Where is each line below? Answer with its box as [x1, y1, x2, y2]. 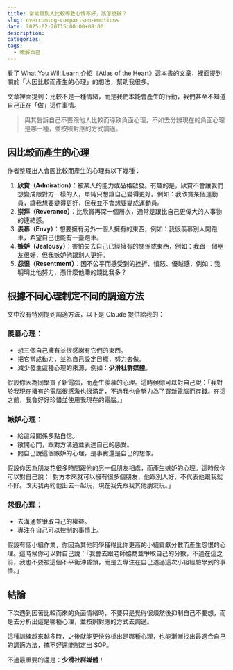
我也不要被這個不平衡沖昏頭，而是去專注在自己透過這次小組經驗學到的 [19, 558, 220, 567]
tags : [7, 42, 23, 49]
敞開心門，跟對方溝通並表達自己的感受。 [17, 440, 133, 449]
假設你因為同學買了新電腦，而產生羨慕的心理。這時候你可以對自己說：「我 [7, 378, 217, 386]
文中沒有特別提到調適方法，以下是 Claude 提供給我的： [7, 310, 165, 318]
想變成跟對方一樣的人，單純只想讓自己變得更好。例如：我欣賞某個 [17, 190, 206, 198]
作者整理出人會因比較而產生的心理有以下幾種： [7, 166, 141, 174]
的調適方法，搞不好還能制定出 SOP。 [7, 641, 113, 649]
